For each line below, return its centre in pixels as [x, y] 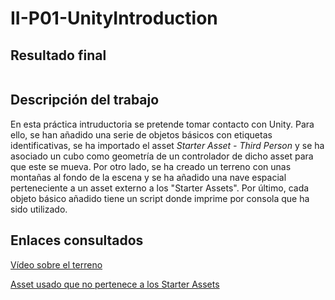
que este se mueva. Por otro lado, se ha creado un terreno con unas [151, 166]
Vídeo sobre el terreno [56, 264]
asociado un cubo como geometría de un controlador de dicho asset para [162, 156]
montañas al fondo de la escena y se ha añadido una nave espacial [148, 177]
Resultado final [58, 55]
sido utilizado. [39, 209]
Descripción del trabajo [85, 100]
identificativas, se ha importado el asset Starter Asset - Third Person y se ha [167, 145]
